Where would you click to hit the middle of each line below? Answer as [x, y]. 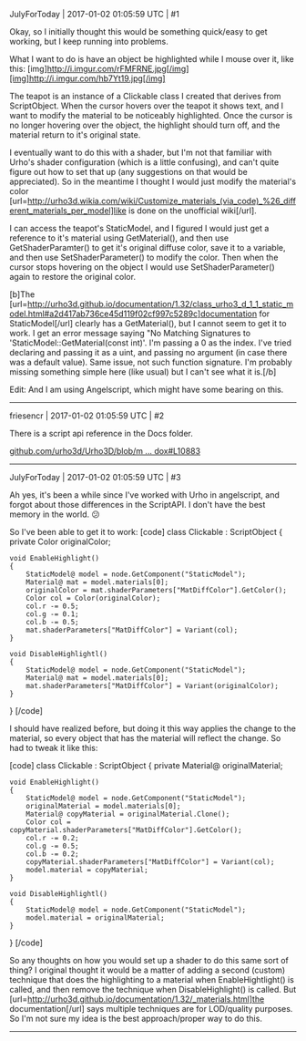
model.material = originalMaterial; [96, 918]
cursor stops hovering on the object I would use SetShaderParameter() [142, 267]
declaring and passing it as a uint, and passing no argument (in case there [148, 352]
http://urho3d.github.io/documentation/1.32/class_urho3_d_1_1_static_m [160, 304]
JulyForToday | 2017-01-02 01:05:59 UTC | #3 [95, 477]
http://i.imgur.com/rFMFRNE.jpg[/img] [118, 69]
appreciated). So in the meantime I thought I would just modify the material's [153, 181]
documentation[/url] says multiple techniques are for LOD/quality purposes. [151, 1009]
